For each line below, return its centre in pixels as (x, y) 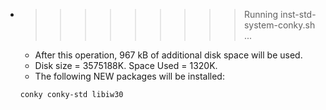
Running (261, 14)
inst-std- (298, 14)
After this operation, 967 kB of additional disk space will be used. (168, 55)
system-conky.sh (279, 25)
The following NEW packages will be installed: (129, 76)
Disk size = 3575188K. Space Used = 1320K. (126, 65)
